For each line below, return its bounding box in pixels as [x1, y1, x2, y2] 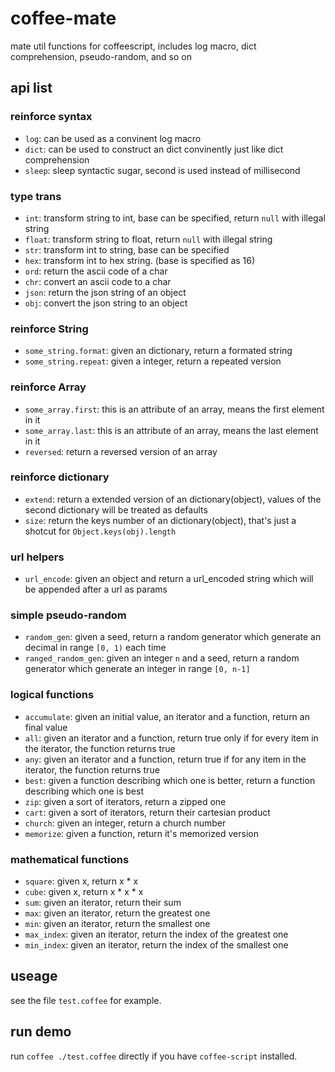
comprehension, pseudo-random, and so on [10, 50, 193, 62]
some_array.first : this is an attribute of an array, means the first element [24, 403, 325, 415]
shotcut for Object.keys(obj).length [24, 525, 177, 537]
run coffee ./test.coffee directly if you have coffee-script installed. [10, 1050, 298, 1062]
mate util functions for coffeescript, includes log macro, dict [10, 40, 257, 52]
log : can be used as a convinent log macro [24, 132, 202, 144]
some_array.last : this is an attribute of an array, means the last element [24, 424, 319, 436]
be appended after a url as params [24, 583, 168, 596]
